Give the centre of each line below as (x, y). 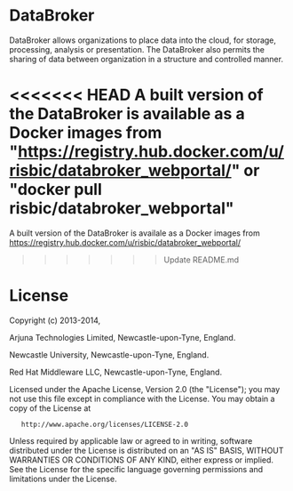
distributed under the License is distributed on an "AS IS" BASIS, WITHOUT (146, 450)
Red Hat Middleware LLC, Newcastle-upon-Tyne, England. (116, 372)
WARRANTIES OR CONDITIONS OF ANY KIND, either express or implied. (141, 460)
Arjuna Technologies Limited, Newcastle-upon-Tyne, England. (123, 337)
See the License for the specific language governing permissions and (136, 469)
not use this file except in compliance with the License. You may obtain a (142, 398)
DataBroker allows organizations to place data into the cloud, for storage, (143, 40)
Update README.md (202, 260)
